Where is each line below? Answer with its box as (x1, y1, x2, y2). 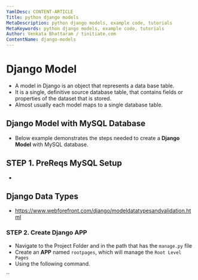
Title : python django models (6, 14, 79, 20)
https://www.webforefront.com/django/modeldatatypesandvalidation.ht (14, 207, 191, 214)
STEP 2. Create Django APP (6, 229, 87, 237)
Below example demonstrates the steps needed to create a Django (14, 134, 180, 141)
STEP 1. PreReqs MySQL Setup (6, 158, 123, 168)
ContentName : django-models (6, 36, 77, 42)
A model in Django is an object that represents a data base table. (14, 82, 175, 89)
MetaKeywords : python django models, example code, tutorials (6, 25, 165, 32)
